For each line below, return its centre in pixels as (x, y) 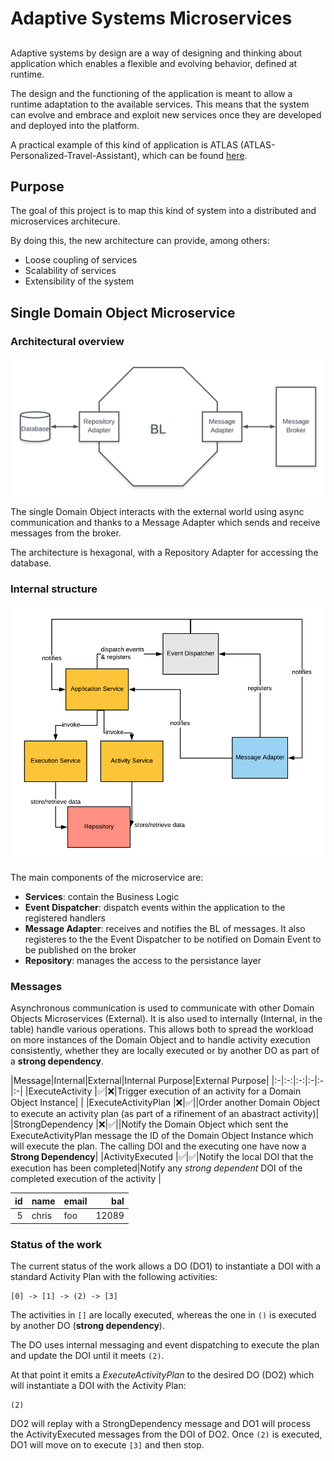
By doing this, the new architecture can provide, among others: (140, 241)
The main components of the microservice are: (107, 878)
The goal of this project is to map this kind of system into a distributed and (163, 211)
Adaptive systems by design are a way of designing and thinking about (156, 53)
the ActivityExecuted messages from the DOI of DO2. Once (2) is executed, (166, 1434)
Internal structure (54, 589)
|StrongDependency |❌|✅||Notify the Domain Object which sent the (149, 1124)
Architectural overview (67, 341)
